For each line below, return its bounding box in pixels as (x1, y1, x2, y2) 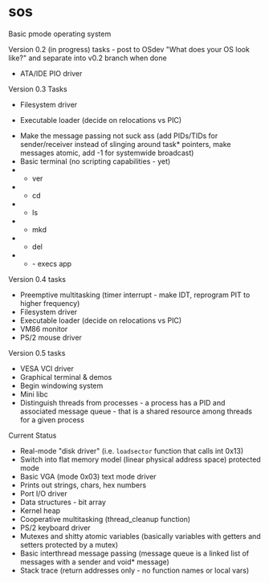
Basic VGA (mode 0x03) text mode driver (19, 471, 157, 481)
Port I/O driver (19, 488, 67, 498)
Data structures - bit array (19, 497, 107, 507)
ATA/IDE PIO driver (19, 68, 83, 78)
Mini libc (19, 389, 48, 399)
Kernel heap (19, 505, 61, 516)
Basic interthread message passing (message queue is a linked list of (19, 548, 250, 558)
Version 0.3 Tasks (8, 84, 67, 94)
